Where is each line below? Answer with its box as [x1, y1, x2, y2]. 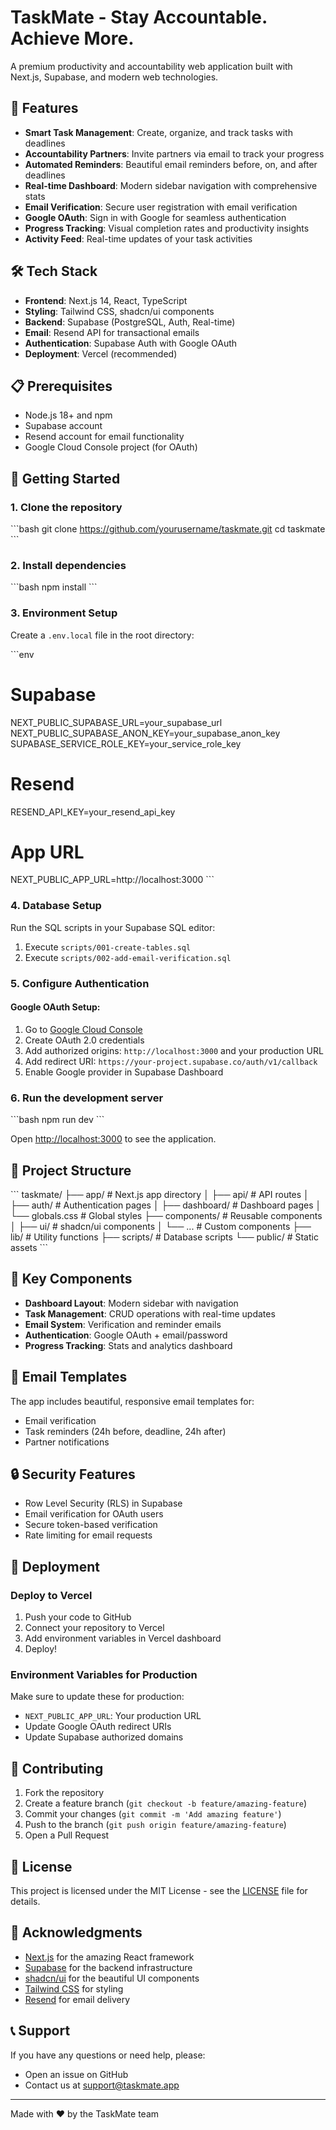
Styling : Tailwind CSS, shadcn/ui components [24, 305, 215, 317]
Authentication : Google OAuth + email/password [24, 1329, 228, 1341]
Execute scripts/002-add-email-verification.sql [24, 951, 232, 963]
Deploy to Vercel [10, 1588, 93, 1602]
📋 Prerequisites [10, 377, 113, 395]
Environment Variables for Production [10, 1668, 198, 1682]
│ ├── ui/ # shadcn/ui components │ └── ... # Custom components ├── [10, 1221, 312, 1232]
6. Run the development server [10, 1091, 164, 1105]
